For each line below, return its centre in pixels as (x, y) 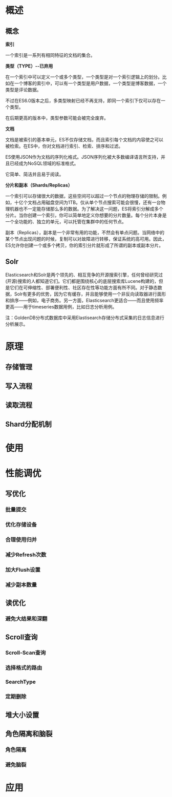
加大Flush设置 (23, 570)
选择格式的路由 (24, 668)
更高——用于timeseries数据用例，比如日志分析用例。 (61, 307)
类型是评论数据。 (23, 90)
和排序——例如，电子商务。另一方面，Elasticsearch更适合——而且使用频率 (84, 300)
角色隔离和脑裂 (29, 734)
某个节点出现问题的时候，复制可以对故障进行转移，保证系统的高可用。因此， (86, 239)
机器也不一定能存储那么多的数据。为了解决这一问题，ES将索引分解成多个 (87, 209)
